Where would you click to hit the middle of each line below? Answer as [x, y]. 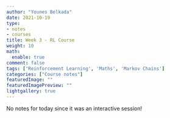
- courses [19, 35]
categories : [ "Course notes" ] [45, 74]
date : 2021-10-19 [28, 18]
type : [13, 23]
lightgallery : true [31, 91]
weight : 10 [20, 46]
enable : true [28, 57]
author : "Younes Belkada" [39, 12]
